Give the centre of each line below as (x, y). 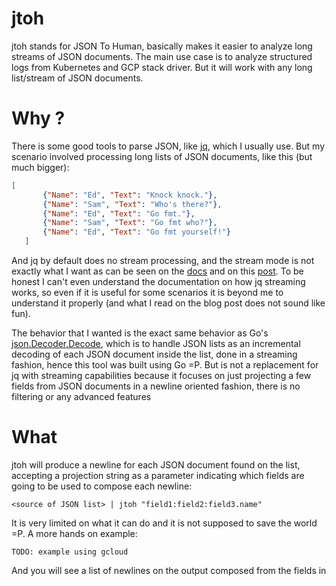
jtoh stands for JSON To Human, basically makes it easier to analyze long (162, 46)
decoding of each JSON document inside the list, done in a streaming (154, 354)
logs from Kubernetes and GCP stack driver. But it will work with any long (162, 67)
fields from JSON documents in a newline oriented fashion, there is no (156, 386)
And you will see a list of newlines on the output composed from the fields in (169, 570)
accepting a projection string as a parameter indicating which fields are (158, 475)
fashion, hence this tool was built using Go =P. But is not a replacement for (165, 365)
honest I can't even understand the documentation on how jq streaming (158, 281)
